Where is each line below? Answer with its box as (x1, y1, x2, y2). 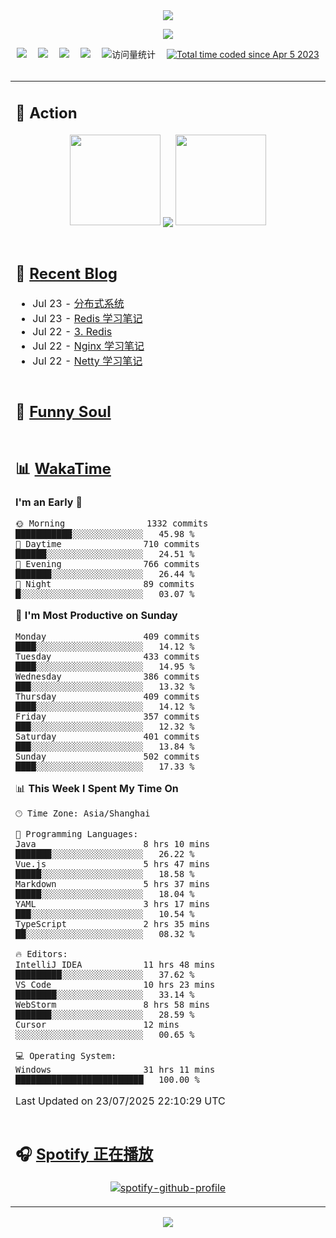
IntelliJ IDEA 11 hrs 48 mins (15, 959, 216, 970)
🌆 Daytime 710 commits (15, 539, 200, 549)
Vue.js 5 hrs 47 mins (15, 859, 210, 869)
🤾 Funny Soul (15, 402, 112, 421)
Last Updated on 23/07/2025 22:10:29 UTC (15, 1094, 226, 1108)
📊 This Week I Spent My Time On (15, 782, 179, 795)
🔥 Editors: (15, 949, 68, 959)
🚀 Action (15, 103, 78, 123)
